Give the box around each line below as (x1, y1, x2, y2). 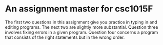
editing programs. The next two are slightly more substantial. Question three (5, 24, 159, 30)
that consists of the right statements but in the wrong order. (5, 34, 125, 40)
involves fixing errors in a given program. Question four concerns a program (5, 29, 158, 35)
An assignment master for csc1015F (5, 3, 153, 14)
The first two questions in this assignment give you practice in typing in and (5, 19, 158, 25)
